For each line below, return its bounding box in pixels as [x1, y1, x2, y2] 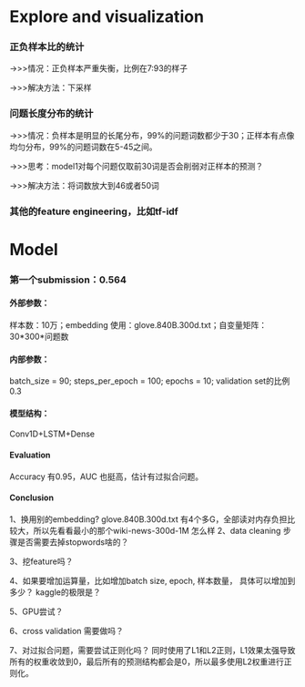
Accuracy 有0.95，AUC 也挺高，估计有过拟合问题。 [9, 471, 203, 482]
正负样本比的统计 [9, 41, 85, 54]
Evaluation [9, 449, 51, 461]
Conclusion [9, 492, 55, 503]
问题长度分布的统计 [9, 108, 94, 120]
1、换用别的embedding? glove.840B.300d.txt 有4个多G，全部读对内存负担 [9, 513, 288, 525]
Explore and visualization [9, 6, 205, 27]
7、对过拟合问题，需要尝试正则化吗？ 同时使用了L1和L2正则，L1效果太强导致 [9, 644, 296, 655]
